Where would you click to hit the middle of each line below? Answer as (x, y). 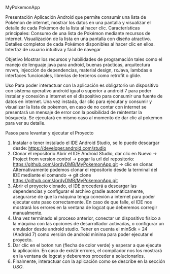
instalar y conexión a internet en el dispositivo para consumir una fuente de (84, 96)
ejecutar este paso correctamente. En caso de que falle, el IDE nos (82, 202)
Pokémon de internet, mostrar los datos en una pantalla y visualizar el (78, 23)
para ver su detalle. (25, 123)
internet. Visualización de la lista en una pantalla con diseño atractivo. (78, 39)
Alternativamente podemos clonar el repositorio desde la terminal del (85, 170)
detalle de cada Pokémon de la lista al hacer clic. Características (73, 28)
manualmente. (28, 213)
